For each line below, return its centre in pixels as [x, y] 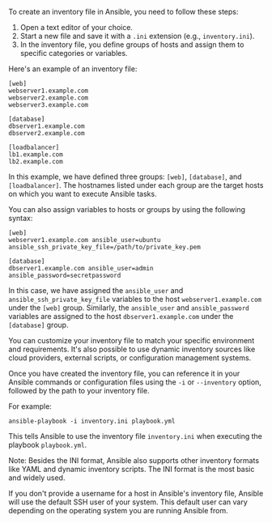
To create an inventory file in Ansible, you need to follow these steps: [123, 12]
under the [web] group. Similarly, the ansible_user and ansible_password [129, 308]
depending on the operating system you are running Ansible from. [118, 510]
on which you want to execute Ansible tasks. [83, 194]
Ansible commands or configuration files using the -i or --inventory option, [135, 382]
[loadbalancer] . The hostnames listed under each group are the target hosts [136, 185]
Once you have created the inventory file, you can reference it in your [124, 373]
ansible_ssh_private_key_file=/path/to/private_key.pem [104, 247]
